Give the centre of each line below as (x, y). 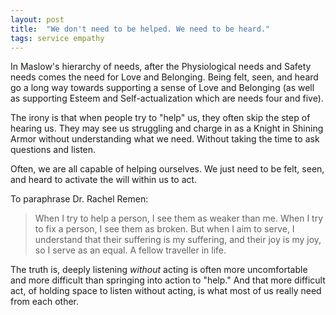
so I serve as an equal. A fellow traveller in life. (130, 250)
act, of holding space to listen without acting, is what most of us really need (166, 291)
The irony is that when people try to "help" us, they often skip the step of (160, 118)
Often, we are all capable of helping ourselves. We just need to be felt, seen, (167, 169)
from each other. (45, 302)
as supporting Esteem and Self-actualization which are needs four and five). (167, 98)
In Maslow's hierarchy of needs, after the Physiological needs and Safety (161, 67)
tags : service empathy (57, 38)
